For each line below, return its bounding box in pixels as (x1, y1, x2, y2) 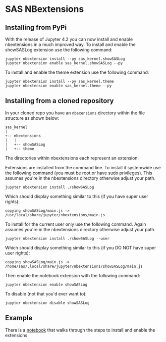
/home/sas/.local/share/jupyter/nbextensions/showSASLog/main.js (5, 264, 143, 269)
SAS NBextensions (5, 3, 84, 15)
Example (5, 314, 33, 322)
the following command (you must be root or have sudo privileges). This (5, 170, 153, 176)
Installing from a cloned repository (5, 97, 114, 105)
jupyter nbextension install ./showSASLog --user (5, 236, 110, 241)
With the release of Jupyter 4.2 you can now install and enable (5, 36, 133, 42)
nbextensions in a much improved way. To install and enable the (5, 42, 136, 48)
